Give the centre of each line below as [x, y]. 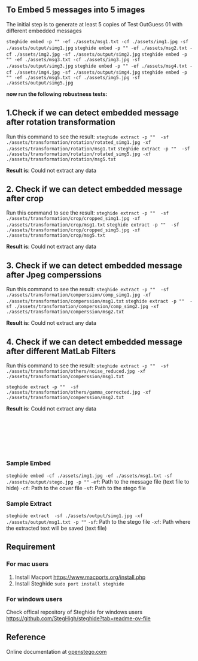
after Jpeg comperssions [54, 275]
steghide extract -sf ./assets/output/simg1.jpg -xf [75, 516]
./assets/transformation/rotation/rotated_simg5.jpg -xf [79, 154]
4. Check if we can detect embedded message [94, 342]
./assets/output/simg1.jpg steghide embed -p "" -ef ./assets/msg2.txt [97, 48]
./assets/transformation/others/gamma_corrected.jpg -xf [79, 393]
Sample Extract [29, 503]
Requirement [31, 547]
